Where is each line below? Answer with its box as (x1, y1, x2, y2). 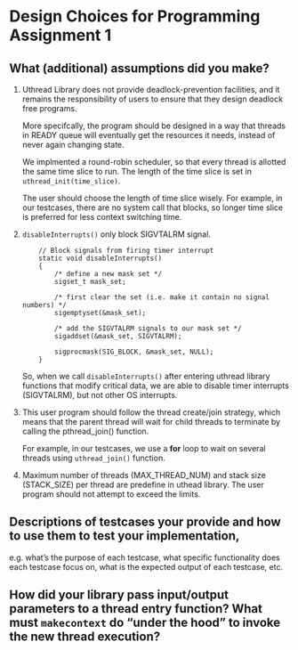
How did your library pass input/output (9, 588, 230, 603)
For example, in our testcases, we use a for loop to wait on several (21, 443, 266, 453)
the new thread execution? (9, 630, 161, 645)
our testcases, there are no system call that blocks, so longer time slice (21, 202, 283, 213)
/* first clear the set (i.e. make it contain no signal (54, 293, 270, 302)
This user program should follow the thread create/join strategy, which (21, 407, 281, 418)
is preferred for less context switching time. (21, 212, 182, 222)
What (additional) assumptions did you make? (9, 61, 270, 76)
